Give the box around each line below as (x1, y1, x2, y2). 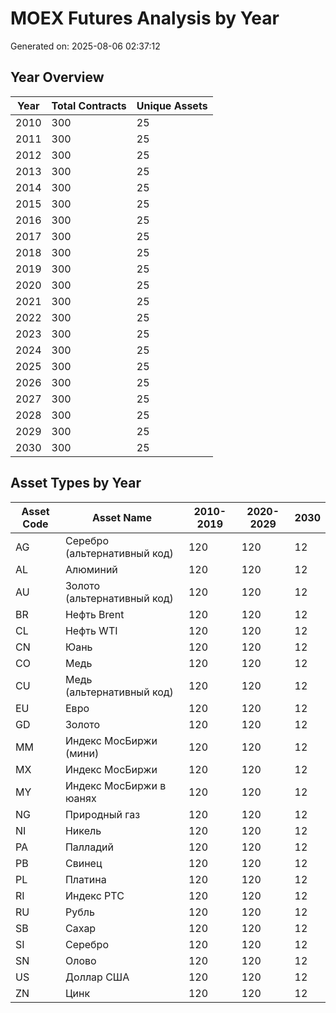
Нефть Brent (64, 607, 125, 621)
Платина (64, 872, 107, 886)
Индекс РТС (64, 888, 125, 902)
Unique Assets (136, 98, 208, 112)
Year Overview (10, 69, 105, 86)
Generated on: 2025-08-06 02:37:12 (10, 40, 161, 52)
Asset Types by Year (10, 475, 142, 492)
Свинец (64, 856, 103, 870)
